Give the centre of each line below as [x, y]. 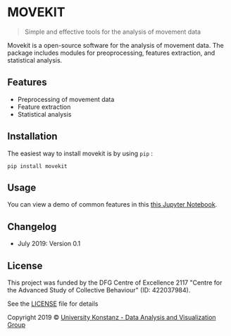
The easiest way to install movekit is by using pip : [80, 153]
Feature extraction [44, 107]
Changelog [32, 227]
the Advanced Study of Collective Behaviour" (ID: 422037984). [99, 290]
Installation [32, 137]
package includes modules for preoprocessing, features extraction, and [111, 53]
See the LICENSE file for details [53, 304]
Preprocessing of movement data [66, 99]
